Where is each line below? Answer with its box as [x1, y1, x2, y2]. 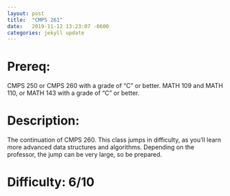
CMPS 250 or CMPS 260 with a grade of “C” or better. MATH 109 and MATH [7, 82, 224, 90]
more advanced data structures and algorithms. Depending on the [7, 143, 195, 151]
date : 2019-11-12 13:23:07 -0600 [7, 23, 109, 30]
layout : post [7, 10, 45, 17]
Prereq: [7, 59, 50, 74]
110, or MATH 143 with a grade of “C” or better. [7, 89, 140, 97]
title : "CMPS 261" [7, 17, 63, 23]
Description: [7, 113, 80, 129]
